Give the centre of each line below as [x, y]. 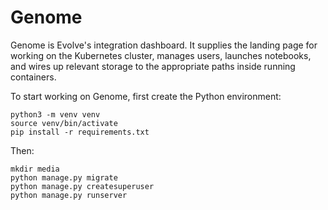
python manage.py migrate [64, 177]
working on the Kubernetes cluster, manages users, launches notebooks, [161, 55]
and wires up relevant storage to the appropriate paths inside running [153, 66]
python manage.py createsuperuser [82, 186]
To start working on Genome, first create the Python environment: [146, 96]
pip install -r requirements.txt [80, 132]
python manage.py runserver [69, 195]
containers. [33, 77]
